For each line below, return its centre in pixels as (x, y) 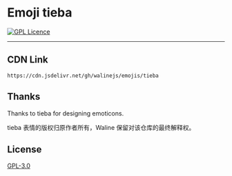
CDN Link (28, 60)
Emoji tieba (40, 13)
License (25, 149)
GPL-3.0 (19, 166)
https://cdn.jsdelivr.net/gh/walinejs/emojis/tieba (83, 76)
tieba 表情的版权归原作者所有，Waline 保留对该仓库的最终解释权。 (101, 127)
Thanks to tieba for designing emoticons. (66, 113)
